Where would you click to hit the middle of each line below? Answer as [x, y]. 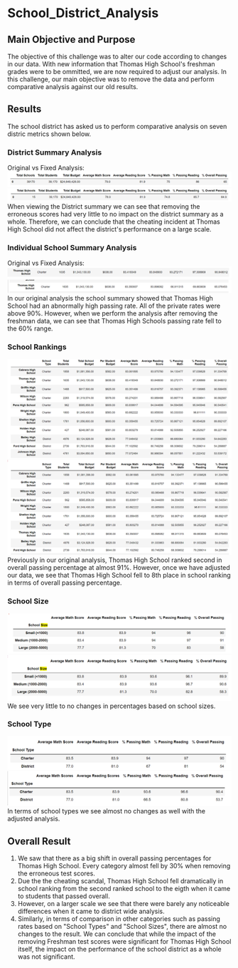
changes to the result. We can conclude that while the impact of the [117, 934]
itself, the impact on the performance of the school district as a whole [119, 949]
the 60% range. [30, 328]
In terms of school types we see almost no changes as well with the [107, 811]
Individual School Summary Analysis [72, 247]
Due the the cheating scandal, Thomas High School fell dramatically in [120, 881]
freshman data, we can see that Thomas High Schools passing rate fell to [114, 321]
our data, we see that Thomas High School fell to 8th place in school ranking [119, 576]
